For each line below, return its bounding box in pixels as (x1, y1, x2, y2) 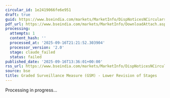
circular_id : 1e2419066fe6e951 (5, 7, 71, 13)
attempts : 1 (10, 31, 35, 36)
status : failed (10, 54, 42, 60)
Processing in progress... (5, 87, 57, 93)
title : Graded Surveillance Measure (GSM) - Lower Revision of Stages (5, 73, 157, 78)
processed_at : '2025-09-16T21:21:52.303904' (10, 40, 105, 45)
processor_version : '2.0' (10, 45, 65, 50)
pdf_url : (5, 21, 24, 27)
